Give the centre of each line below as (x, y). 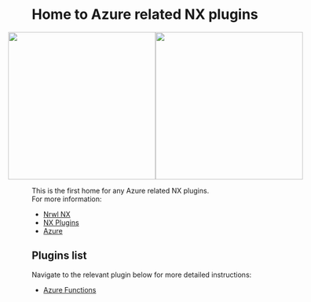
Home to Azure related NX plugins (145, 15)
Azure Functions (70, 289)
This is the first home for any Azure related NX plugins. (121, 190)
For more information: (67, 199)
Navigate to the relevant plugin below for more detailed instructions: (142, 274)
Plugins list (59, 256)
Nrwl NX (57, 214)
